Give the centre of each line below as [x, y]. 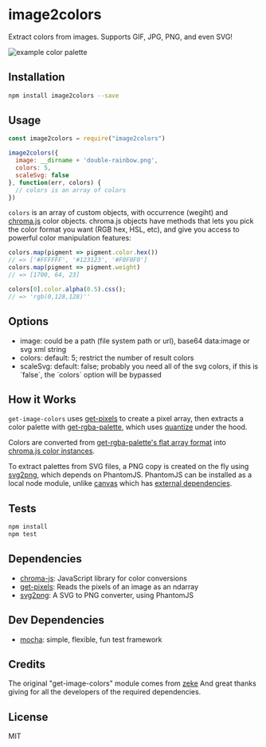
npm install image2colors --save [64, 96]
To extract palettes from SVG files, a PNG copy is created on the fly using [129, 467]
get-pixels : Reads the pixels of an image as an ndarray [109, 586]
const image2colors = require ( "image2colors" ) [87, 139]
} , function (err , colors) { [55, 182]
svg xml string [43, 349]
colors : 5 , [33, 168]
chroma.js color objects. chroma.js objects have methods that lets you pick [131, 221]
